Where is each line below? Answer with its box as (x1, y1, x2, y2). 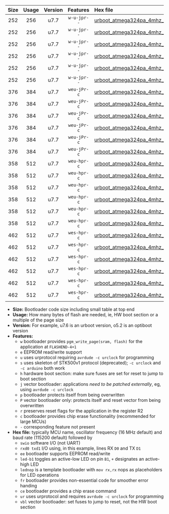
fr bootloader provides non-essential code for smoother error (20, 477, 148, 483)
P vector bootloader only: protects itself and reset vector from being (20, 397, 161, 403)
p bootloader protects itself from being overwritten (20, 392, 125, 398)
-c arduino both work (20, 365, 65, 371)
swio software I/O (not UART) (20, 440, 80, 446)
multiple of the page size (12, 317, 64, 323)
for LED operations (20, 472, 59, 478)
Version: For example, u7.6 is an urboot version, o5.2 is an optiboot (12, 322, 152, 328)
